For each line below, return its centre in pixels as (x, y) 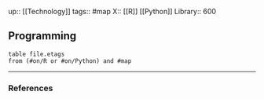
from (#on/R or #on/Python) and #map (70, 61)
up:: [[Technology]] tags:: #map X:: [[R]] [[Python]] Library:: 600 (112, 11)
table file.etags (37, 54)
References (31, 88)
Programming (42, 36)
